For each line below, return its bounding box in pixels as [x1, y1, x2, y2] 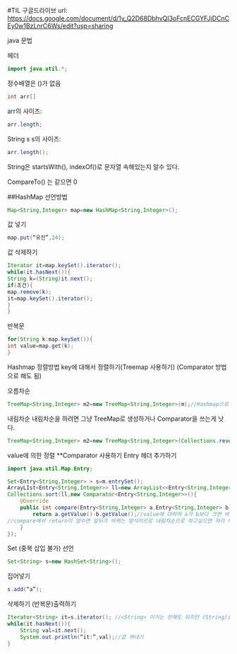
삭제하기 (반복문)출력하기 [7, 600, 76, 608]
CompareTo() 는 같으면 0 [7, 177, 78, 186]
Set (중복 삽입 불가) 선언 [7, 544, 74, 553]
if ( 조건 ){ [7, 281, 33, 288]
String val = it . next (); [20, 626, 87, 634]
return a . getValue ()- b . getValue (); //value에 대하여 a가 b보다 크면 [32, 510, 222, 518]
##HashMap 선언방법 [7, 192, 68, 201]
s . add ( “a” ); [7, 586, 42, 593]
